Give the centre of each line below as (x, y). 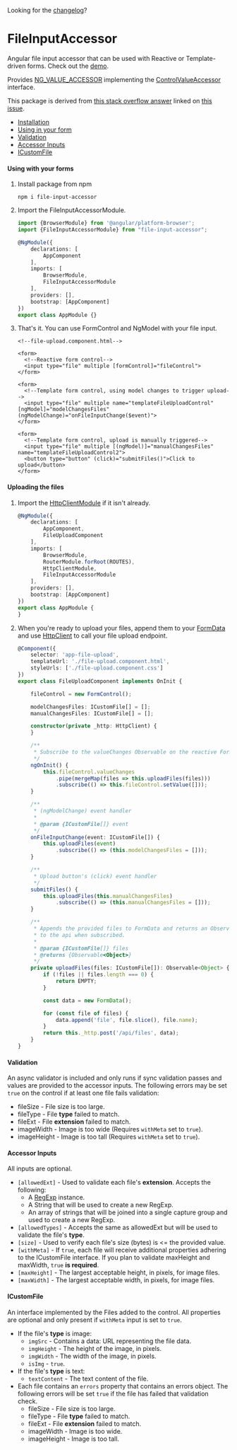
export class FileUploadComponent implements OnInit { (100, 681)
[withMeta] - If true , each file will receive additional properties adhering (122, 1250)
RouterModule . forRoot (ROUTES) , (89, 562)
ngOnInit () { (50, 765)
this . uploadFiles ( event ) (80, 844)
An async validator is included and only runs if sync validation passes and (115, 1078)
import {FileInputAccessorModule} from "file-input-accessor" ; (113, 230)
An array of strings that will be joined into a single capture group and (128, 1212)
